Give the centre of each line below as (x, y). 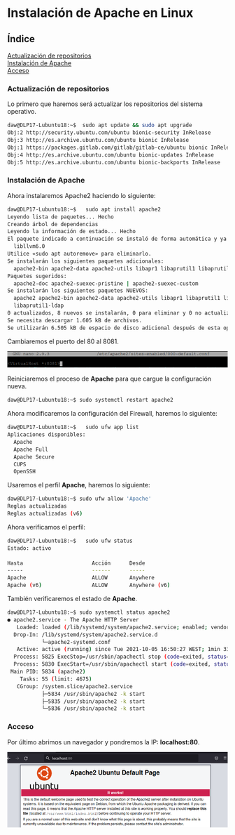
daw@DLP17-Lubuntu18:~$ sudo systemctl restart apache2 (90, 400)
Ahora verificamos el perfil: (47, 527)
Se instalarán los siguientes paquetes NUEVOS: (78, 291)
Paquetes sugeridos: (37, 276)
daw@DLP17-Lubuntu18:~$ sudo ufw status (70, 541)
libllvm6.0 (29, 246)
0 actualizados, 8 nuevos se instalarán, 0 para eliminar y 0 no (104, 313)
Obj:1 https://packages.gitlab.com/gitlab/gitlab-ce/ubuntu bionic (108, 147)
